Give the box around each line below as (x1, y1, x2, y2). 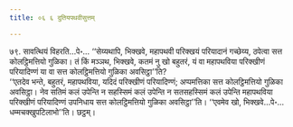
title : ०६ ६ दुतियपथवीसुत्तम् (9, 13, 95, 23)
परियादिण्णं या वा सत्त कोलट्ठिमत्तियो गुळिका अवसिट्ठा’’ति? (9, 66, 167, 77)
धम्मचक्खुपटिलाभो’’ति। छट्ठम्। (9, 106, 97, 117)
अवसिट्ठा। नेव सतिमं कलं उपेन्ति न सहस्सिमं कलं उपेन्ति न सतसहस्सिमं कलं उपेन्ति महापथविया (9, 86, 273, 97)
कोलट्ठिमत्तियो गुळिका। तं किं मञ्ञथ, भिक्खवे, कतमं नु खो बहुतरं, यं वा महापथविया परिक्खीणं (9, 56, 265, 67)
